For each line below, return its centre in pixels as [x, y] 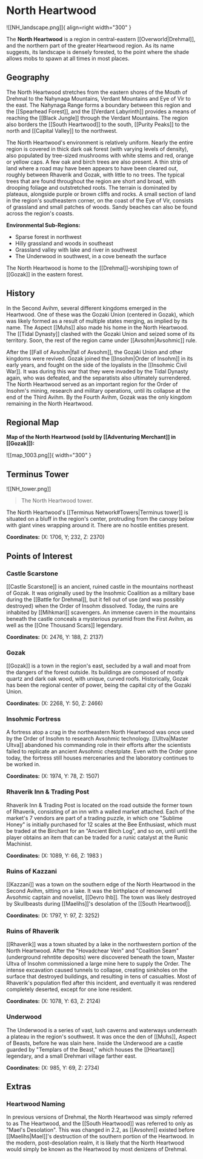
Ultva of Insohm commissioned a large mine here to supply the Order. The [98, 964]
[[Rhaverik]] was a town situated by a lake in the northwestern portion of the [101, 944]
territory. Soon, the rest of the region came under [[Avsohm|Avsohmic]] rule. [101, 340]
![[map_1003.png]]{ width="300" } [49, 455]
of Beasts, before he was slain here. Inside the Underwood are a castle [95, 1043]
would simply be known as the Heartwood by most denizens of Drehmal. [97, 1149]
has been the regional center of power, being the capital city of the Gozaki [99, 685]
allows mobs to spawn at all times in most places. [68, 58]
